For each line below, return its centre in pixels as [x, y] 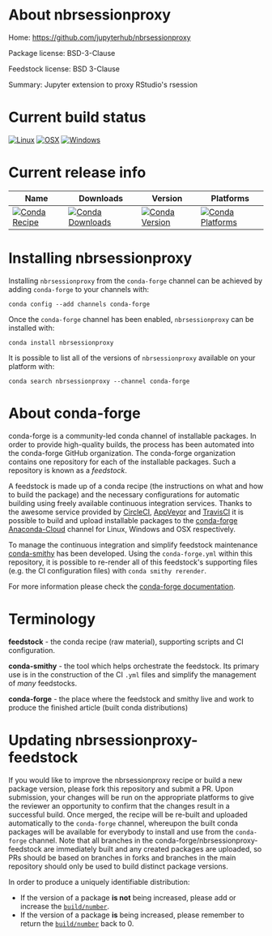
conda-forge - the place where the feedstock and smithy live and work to [131, 698]
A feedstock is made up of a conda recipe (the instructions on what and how [136, 486]
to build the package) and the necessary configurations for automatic [124, 494]
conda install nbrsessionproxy [61, 342]
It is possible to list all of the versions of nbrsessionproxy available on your [132, 358]
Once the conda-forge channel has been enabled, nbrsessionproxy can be [131, 319]
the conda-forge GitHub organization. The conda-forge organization [122, 453]
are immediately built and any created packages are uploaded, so [153, 848]
